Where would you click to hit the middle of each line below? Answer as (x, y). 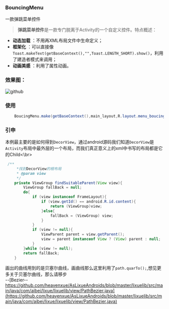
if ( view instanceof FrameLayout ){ (69, 197)
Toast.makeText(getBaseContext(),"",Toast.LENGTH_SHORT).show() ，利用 (88, 53)
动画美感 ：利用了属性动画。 (42, 66)
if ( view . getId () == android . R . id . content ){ (89, 202)
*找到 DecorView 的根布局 (39, 169)
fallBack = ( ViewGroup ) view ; (82, 216)
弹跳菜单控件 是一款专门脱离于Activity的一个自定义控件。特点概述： (87, 30)
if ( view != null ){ (52, 230)
